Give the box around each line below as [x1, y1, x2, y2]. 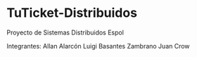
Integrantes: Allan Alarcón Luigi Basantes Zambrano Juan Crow [6, 42, 191, 50]
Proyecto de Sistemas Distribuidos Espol [6, 28, 125, 37]
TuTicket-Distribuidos [6, 5, 138, 21]
